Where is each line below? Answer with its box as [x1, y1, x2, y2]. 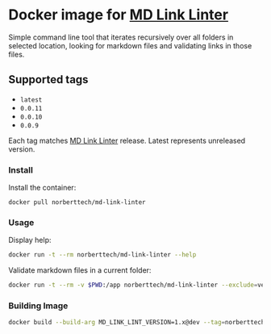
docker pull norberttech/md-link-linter [8, 198, 147, 207]
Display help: [8, 236, 52, 245]
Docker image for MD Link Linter [8, 6, 228, 24]
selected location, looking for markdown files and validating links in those [8, 40, 252, 50]
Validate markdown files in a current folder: [8, 265, 152, 275]
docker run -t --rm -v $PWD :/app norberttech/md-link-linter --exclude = [8, 281, 258, 290]
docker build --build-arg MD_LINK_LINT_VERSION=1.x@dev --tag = [8, 319, 226, 327]
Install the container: [8, 183, 77, 193]
